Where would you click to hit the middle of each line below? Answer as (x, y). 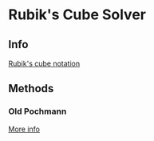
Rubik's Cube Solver (77, 15)
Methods (31, 89)
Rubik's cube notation (44, 63)
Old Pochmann (38, 111)
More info (24, 129)
